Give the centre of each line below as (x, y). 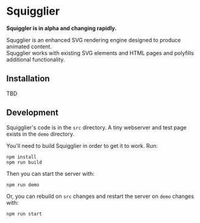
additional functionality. (36, 59)
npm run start (24, 214)
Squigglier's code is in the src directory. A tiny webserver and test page (97, 127)
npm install (21, 157)
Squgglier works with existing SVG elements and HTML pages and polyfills (100, 53)
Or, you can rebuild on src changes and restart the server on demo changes (100, 196)
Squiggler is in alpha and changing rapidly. (62, 28)
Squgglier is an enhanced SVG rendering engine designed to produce (94, 40)
